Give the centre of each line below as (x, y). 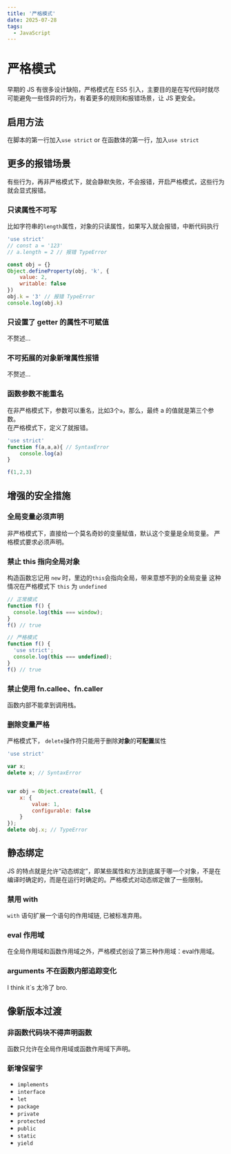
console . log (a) (41, 453)
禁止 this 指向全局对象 (44, 561)
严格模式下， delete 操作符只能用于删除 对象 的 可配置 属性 (87, 741)
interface (31, 1092)
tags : (15, 26)
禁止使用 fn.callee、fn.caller (55, 689)
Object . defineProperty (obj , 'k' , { (58, 271)
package (28, 1106)
